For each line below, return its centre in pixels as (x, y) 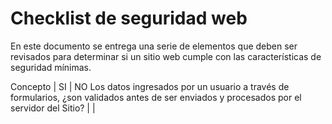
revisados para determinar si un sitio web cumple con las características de (166, 56)
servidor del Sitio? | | (53, 108)
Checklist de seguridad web (129, 18)
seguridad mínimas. (51, 67)
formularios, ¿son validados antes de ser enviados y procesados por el (156, 97)
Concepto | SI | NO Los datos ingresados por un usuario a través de (150, 86)
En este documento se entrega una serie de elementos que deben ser (154, 46)
